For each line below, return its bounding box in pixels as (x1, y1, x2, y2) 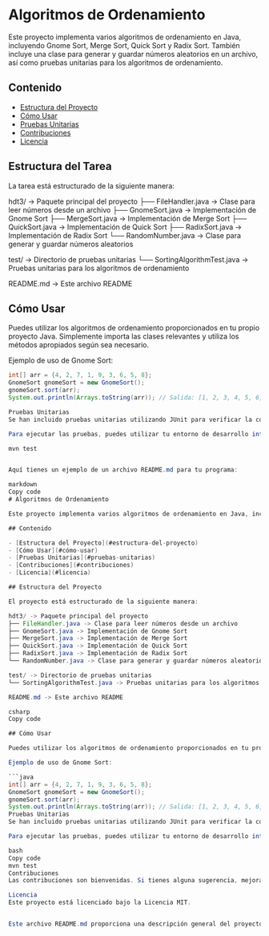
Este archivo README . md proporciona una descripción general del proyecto (8, 920, 263, 928)
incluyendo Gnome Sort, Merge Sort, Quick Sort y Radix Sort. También (8, 40, 240, 50)
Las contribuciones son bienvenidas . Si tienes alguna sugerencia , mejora (8, 877, 263, 885)
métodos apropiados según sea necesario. (8, 340, 150, 350)
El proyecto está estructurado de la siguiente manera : (8, 598, 199, 606)
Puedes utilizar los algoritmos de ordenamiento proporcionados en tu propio (8, 323, 260, 333)
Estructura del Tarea (8, 160, 112, 173)
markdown (8, 480, 38, 488)
